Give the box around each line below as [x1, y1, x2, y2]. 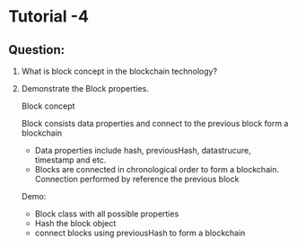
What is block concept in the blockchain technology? [21, 66, 217, 76]
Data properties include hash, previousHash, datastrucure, [34, 146, 252, 155]
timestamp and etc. [34, 154, 107, 165]
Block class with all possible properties [34, 208, 179, 219]
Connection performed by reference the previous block [34, 173, 240, 184]
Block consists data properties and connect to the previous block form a [21, 119, 289, 128]
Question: [8, 42, 66, 57]
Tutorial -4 [8, 6, 89, 27]
